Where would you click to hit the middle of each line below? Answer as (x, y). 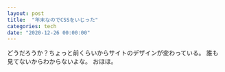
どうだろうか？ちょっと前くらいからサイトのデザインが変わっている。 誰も (113, 53)
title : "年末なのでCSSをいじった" (52, 20)
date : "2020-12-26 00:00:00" (49, 33)
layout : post (26, 13)
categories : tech (32, 26)
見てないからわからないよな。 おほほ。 (62, 62)
